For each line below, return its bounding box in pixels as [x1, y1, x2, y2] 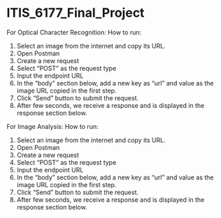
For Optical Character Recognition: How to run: [6, 28, 141, 36]
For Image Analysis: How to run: [6, 122, 99, 130]
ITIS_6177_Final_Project [6, 5, 145, 21]
